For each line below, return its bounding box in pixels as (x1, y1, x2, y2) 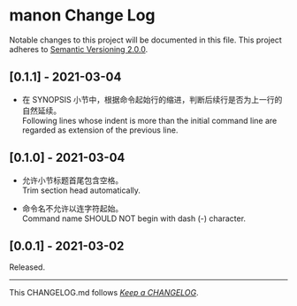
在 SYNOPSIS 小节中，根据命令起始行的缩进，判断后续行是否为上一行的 (21, 94, 283, 104)
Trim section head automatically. (21, 185, 141, 195)
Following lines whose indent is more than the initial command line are (21, 115, 278, 126)
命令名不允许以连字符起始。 (21, 203, 124, 213)
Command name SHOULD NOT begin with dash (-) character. (21, 213, 246, 224)
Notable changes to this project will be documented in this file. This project (9, 34, 283, 45)
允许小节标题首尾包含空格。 (21, 174, 124, 186)
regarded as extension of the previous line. (21, 125, 179, 135)
